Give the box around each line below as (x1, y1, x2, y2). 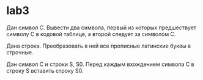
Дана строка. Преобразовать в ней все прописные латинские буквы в (6, 42, 191, 49)
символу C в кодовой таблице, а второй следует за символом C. (6, 30, 176, 37)
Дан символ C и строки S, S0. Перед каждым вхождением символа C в (6, 60, 194, 68)
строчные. (6, 48, 34, 56)
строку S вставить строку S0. (6, 67, 84, 74)
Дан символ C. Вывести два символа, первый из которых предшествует (6, 24, 197, 31)
